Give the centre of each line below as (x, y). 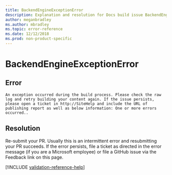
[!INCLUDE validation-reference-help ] (45, 167)
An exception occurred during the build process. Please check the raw (83, 95)
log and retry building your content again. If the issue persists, (80, 99)
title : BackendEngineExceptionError (44, 10)
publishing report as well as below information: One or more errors (81, 108)
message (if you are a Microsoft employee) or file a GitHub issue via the (81, 151)
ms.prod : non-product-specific (39, 39)
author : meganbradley (28, 20)
